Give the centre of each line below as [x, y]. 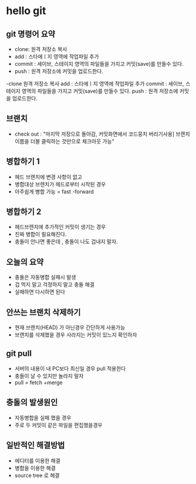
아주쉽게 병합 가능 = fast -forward [54, 191]
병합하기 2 [24, 212]
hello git [26, 11]
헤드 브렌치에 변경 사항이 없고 [48, 177]
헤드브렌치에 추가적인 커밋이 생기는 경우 [60, 227]
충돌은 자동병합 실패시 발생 [45, 277]
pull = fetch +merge [38, 382]
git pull [19, 354]
